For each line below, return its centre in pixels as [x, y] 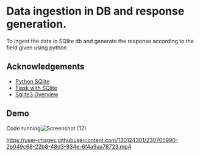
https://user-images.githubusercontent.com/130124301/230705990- [92, 140]
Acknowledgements [45, 67]
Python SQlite [32, 81]
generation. [37, 24]
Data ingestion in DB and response [95, 11]
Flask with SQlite [36, 88]
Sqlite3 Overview [37, 94]
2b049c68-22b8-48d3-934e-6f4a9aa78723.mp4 [69, 146]
